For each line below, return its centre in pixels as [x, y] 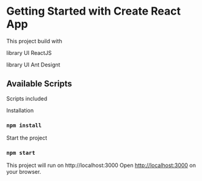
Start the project [27, 138]
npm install [24, 125]
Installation [20, 110]
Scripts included [27, 98]
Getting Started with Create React [94, 11]
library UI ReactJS [29, 52]
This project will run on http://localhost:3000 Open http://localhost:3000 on [101, 165]
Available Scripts [39, 84]
